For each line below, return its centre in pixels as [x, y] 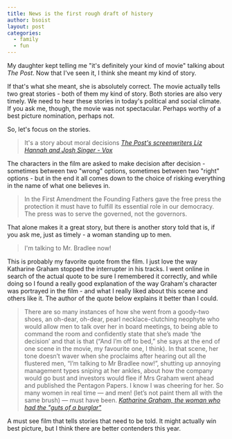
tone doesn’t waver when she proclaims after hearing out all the [115, 356]
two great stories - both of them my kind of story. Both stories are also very [115, 94]
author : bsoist [29, 20]
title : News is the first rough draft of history [80, 14]
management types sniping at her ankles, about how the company [118, 371]
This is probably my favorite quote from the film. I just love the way [102, 261]
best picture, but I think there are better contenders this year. [94, 428]
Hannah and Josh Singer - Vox [68, 150]
